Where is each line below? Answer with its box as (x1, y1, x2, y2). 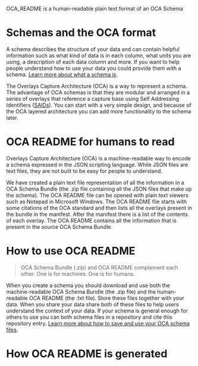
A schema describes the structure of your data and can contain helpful (6, 45, 180, 52)
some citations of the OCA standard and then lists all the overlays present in (6, 204, 192, 211)
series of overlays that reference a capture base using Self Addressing (6, 95, 180, 102)
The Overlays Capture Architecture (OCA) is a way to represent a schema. (6, 82, 188, 89)
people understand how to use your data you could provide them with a (6, 64, 181, 72)
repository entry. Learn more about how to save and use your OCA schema (6, 320, 190, 327)
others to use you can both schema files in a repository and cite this (6, 313, 172, 321)
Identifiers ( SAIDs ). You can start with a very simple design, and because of (6, 101, 191, 108)
